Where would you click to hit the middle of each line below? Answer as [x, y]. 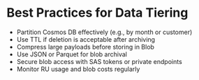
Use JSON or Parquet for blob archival [72, 54]
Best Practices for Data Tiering [97, 13]
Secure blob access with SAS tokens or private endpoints [99, 61]
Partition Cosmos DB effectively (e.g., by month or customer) [104, 32]
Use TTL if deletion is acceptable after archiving [86, 39]
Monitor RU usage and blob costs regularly [78, 69]
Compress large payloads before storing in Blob [86, 47]
